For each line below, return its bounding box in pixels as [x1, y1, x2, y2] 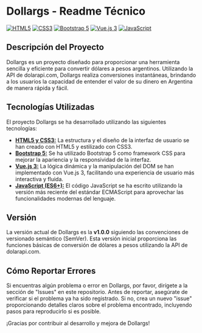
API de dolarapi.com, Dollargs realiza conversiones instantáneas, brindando [6, 71, 197, 79]
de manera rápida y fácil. [6, 84, 69, 91]
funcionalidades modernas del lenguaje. [15, 195, 116, 202]
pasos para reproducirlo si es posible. [6, 308, 102, 315]
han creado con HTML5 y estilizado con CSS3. [15, 143, 133, 150]
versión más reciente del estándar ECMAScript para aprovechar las [15, 188, 184, 196]
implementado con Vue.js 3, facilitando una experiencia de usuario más [15, 169, 195, 176]
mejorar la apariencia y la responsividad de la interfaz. [15, 156, 151, 163]
